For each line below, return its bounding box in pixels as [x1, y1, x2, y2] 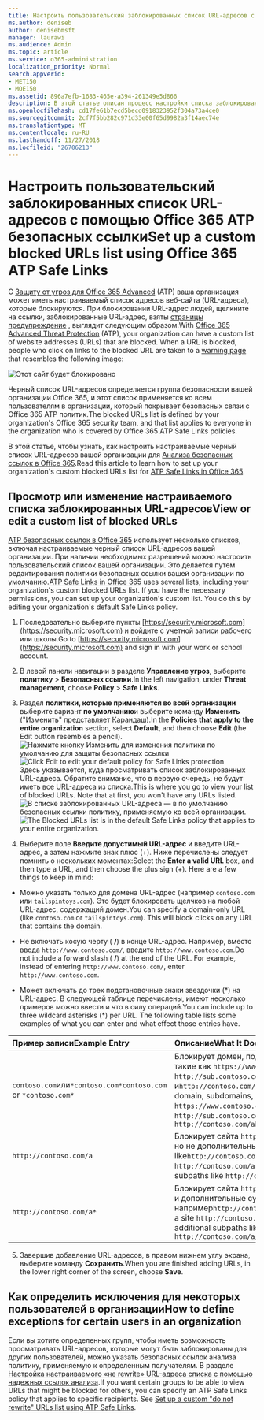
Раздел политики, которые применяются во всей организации [19, 698, 236, 708]
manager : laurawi [8, 33, 65, 42]
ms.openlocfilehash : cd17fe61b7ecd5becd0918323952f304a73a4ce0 [8, 107, 220, 115]
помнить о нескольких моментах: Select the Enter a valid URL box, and [19, 856, 254, 865]
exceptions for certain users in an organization [8, 1314, 242, 1328]
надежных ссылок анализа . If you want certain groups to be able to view [8, 1377, 245, 1387]
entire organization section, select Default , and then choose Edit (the [19, 723, 247, 733]
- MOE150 [8, 84, 37, 93]
